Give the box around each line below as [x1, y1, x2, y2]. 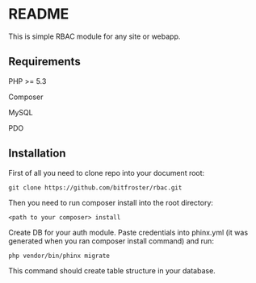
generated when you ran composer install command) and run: [8, 235, 214, 246]
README [8, 5, 69, 23]
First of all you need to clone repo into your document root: [8, 168, 205, 177]
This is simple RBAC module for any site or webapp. [8, 31, 181, 41]
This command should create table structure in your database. [8, 265, 216, 275]
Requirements [8, 55, 81, 69]
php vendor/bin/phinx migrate [8, 252, 111, 260]
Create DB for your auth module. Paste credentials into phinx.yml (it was [8, 227, 249, 237]
